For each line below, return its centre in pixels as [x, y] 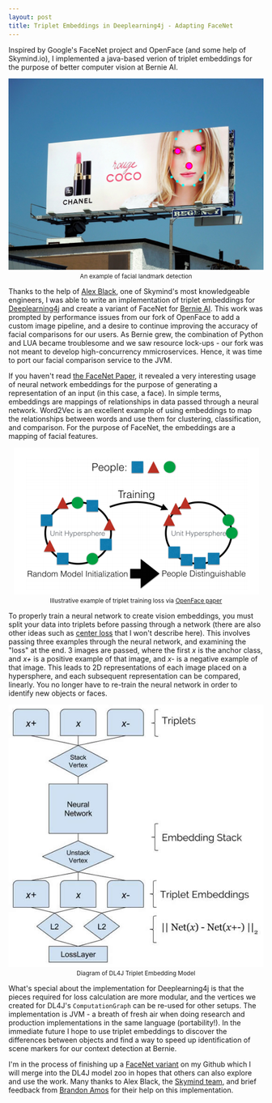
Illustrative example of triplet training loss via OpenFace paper [136, 600]
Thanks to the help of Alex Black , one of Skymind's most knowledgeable [129, 291]
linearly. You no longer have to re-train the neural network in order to [123, 684]
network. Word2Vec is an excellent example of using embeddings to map [130, 410]
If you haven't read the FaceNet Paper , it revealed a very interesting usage [132, 376]
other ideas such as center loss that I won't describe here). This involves [130, 632]
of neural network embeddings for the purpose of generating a [113, 384]
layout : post [30, 17]
